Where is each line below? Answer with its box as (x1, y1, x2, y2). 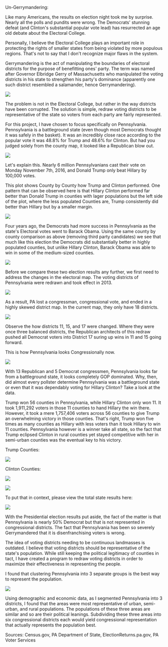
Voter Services (5, 637, 36, 643)
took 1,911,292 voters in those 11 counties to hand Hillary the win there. (5, 405, 151, 411)
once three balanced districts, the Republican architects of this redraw (5, 329, 150, 334)
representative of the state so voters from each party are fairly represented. (5, 112, 162, 117)
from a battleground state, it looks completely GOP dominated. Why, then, (5, 374, 158, 380)
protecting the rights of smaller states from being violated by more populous (5, 45, 163, 51)
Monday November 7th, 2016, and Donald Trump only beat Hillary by (5, 167, 147, 173)
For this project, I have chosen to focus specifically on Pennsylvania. (5, 121, 147, 127)
